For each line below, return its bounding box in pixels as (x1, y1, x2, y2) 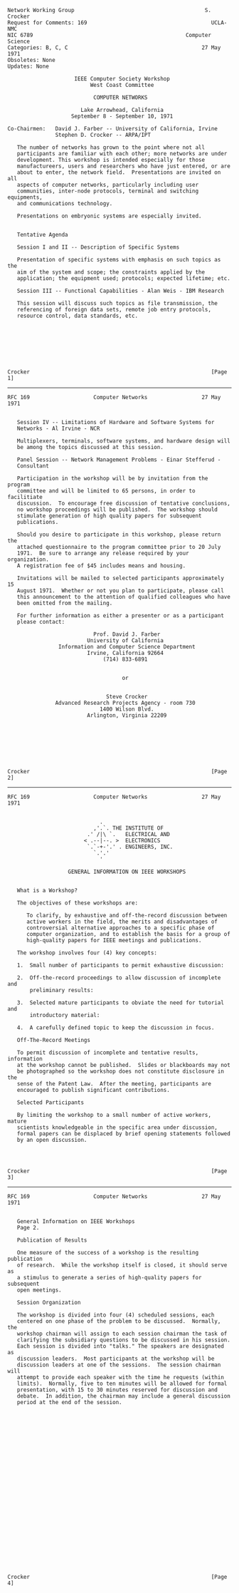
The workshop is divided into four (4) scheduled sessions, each (16, 1311, 215, 1319)
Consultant (16, 463, 50, 470)
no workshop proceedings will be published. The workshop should (16, 506, 218, 513)
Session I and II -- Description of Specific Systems (16, 244, 180, 251)
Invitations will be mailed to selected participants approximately (16, 574, 224, 582)
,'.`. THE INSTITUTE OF (93, 825, 164, 832)
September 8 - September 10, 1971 (70, 113, 174, 120)
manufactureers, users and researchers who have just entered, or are (16, 163, 231, 170)
